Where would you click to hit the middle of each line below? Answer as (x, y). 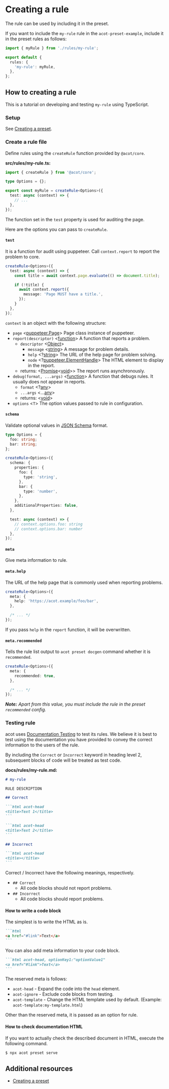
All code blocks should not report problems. (66, 888)
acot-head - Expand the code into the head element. (66, 989)
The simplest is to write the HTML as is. (46, 922)
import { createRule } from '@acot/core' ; (51, 172)
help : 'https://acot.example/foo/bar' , (57, 601)
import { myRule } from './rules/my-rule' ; (52, 48)
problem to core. (23, 256)
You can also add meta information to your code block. (63, 950)
